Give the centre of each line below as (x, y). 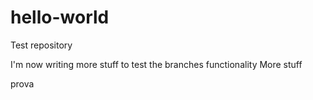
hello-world (60, 17)
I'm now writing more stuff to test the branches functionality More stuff (156, 64)
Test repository (41, 45)
